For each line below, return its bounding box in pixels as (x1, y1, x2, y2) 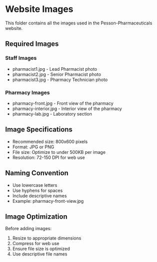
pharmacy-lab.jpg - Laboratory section (12, 111, 92, 117)
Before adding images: (5, 226, 52, 232)
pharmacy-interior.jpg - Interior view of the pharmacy (12, 106, 122, 112)
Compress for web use (12, 241, 60, 247)
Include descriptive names (12, 193, 67, 199)
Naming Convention (5, 169, 69, 177)
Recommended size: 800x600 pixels (12, 138, 88, 144)
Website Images (5, 3, 74, 15)
